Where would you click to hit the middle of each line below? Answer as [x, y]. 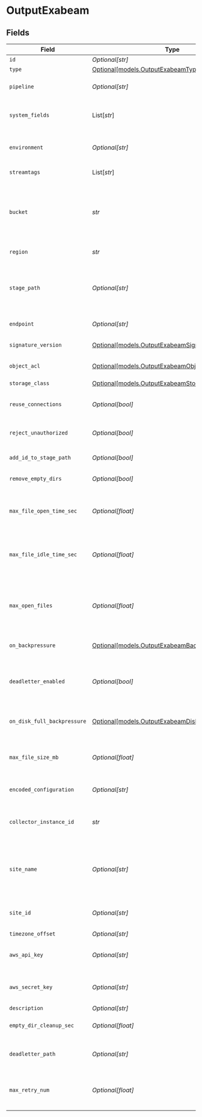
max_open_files [31, 605]
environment [26, 148]
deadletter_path [32, 1054]
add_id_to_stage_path [40, 458]
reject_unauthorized [38, 433]
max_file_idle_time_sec [43, 554]
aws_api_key [26, 955]
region [19, 252]
